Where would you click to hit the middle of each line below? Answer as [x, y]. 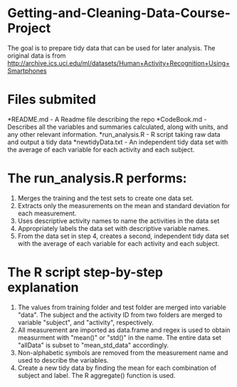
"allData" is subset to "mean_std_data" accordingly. [93, 345]
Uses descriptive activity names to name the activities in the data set [118, 221]
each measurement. [47, 213]
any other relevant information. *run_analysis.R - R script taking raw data [114, 134]
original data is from [37, 56]
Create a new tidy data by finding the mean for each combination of [117, 368]
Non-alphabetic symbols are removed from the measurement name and [123, 352]
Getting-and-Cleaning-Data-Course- [119, 13]
